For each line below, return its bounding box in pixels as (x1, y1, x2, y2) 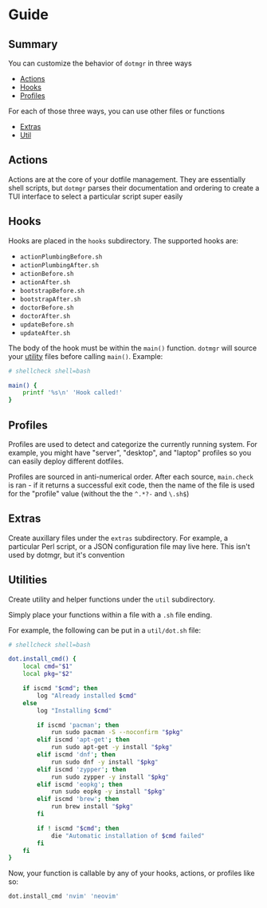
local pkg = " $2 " (22, 670, 73, 678)
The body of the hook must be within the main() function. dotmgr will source (8, 343, 257, 353)
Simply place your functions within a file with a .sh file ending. (8, 610, 213, 619)
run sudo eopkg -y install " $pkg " (50, 788, 166, 795)
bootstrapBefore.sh (19, 286, 85, 294)
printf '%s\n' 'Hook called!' (22, 389, 124, 397)
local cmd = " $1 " (22, 662, 73, 671)
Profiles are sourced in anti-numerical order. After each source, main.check (8, 472, 253, 481)
